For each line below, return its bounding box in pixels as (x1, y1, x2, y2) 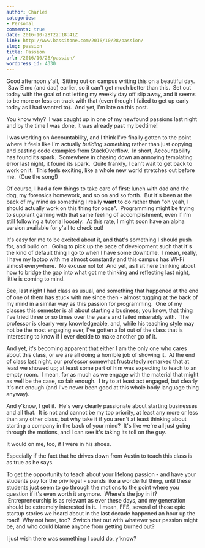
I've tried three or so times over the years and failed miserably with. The (6, 313, 190, 320)
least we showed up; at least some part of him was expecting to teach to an (6, 364, 197, 372)
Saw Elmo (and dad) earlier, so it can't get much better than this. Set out (7, 84, 192, 91)
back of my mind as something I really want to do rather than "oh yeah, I (6, 198, 189, 205)
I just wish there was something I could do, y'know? (6, 534, 136, 542)
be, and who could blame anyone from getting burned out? (6, 523, 155, 530)
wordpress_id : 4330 (6, 60, 56, 66)
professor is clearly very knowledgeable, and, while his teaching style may (6, 319, 195, 327)
